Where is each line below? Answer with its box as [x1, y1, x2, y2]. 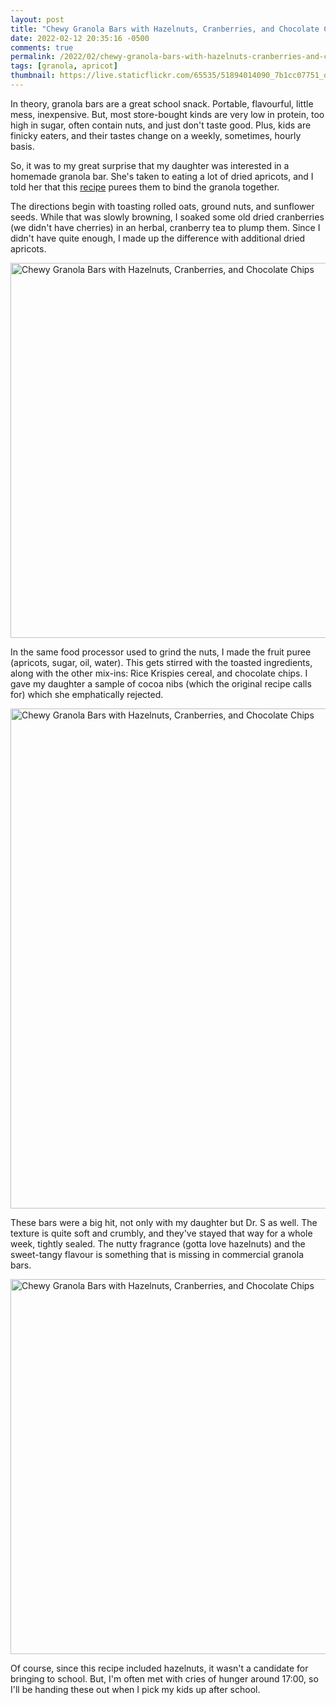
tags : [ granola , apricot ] [10, 61, 118, 71]
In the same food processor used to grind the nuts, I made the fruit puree [10, 646, 312, 658]
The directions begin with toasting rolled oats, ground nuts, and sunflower [10, 200, 315, 212]
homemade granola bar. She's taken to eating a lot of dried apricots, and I [10, 170, 314, 182]
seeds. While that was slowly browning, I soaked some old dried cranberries [10, 211, 325, 223]
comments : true [10, 42, 74, 53]
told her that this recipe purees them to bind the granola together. [10, 181, 280, 193]
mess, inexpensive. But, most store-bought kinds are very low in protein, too [10, 108, 325, 120]
